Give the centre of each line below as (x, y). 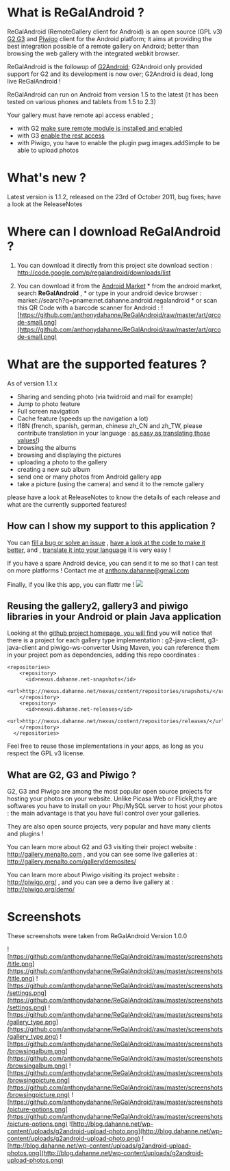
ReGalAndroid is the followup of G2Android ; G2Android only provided (105, 66)
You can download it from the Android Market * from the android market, (119, 286)
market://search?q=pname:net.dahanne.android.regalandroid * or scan (117, 300)
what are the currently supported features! (67, 504)
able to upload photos (48, 150)
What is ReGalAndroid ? (76, 13)
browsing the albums (47, 447)
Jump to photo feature (49, 404)
